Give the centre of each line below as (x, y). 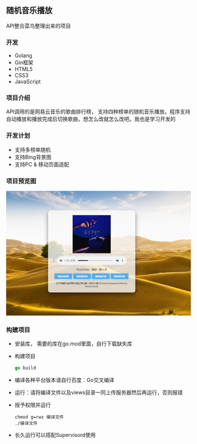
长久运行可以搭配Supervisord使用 (55, 435)
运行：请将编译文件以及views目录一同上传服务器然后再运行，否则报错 (98, 392)
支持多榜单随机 (33, 150)
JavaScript (28, 82)
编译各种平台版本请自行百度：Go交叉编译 (64, 379)
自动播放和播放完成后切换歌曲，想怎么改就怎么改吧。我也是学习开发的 (91, 119)
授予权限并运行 (33, 405)
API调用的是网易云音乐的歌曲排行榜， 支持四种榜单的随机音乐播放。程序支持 (98, 112)
